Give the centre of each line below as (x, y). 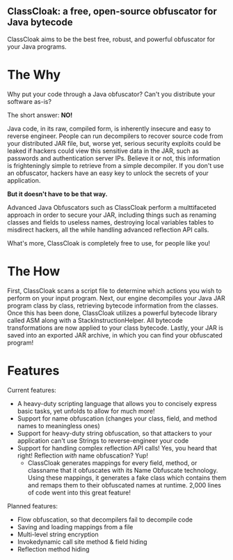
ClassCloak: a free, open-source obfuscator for (112, 12)
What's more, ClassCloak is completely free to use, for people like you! (109, 243)
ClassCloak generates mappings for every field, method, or (112, 462)
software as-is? (30, 101)
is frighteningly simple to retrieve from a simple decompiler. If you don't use (115, 165)
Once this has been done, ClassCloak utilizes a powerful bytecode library (112, 312)
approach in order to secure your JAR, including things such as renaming (112, 215)
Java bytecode (40, 23)
